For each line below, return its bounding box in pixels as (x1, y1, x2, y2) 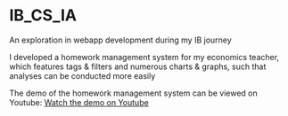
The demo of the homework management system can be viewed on (9, 88, 259, 98)
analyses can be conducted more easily (9, 70, 156, 81)
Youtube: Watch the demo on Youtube (9, 97, 149, 107)
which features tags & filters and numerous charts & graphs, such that (9, 61, 267, 72)
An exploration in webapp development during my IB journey (9, 35, 232, 45)
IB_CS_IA (9, 5, 78, 26)
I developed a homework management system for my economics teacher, (9, 51, 279, 62)
